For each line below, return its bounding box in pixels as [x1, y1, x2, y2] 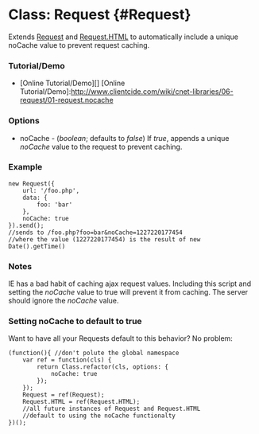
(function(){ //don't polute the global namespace [8, 349, 180, 358]
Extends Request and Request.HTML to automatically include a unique [8, 32, 238, 41]
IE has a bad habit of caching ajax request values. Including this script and [8, 279, 252, 288]
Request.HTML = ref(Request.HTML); [22, 398, 141, 406]
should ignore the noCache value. [8, 296, 119, 306]
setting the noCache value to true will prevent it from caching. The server [8, 287, 249, 297]
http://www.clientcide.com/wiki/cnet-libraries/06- [70, 87, 234, 96]
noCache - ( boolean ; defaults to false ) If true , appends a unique [19, 133, 230, 143]
